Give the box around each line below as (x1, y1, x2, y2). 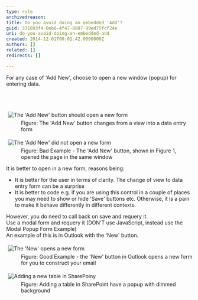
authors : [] (6, 42, 35, 48)
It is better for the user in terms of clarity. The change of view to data (14, 176, 183, 183)
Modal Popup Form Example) (6, 225, 77, 232)
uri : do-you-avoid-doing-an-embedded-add (6, 31, 110, 37)
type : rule (6, 8, 33, 15)
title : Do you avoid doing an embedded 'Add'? (6, 19, 123, 25)
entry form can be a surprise (14, 182, 85, 190)
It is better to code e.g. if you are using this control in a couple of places (14, 188, 190, 195)
